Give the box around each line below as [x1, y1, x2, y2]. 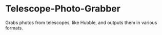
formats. [5, 24, 23, 30]
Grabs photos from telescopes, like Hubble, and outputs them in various [5, 19, 157, 25]
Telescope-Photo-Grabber [5, 3, 120, 14]
